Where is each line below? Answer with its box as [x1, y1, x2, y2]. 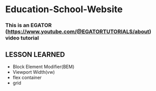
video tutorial [5, 35, 39, 42]
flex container [12, 74, 42, 80]
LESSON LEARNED [5, 50, 65, 59]
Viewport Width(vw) [12, 69, 55, 75]
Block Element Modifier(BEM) [12, 64, 75, 70]
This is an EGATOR [5, 22, 52, 29]
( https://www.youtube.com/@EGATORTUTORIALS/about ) [5, 28, 151, 35]
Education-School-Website [5, 4, 123, 15]
